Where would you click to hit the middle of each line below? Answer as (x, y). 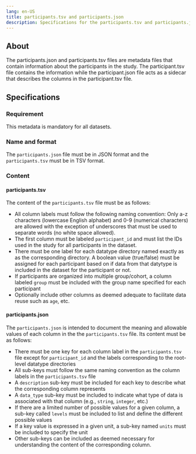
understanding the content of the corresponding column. (83, 445)
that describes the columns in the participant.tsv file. (69, 79)
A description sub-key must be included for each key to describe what (100, 382)
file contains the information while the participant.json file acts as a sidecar (96, 73)
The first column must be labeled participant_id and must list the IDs (98, 239)
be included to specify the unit (51, 432)
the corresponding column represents (60, 388)
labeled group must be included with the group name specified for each (100, 283)
